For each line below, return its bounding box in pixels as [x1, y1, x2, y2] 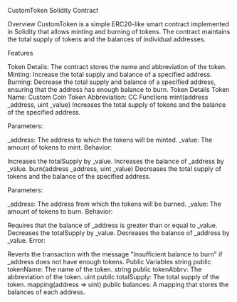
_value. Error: [7, 236, 46, 244]
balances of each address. [7, 288, 85, 296]
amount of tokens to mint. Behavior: [7, 143, 112, 152]
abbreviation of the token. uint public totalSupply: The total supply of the [7, 273, 220, 281]
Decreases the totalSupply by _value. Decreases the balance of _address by [7, 229, 230, 237]
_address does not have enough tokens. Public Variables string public [7, 258, 211, 266]
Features [7, 49, 33, 57]
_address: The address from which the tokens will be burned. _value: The [7, 199, 222, 208]
